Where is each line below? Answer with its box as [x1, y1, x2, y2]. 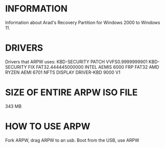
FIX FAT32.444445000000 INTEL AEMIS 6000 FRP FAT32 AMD [28, 64, 160, 70]
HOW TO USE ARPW [5, 121, 91, 132]
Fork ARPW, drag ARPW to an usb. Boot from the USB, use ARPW [5, 137, 140, 143]
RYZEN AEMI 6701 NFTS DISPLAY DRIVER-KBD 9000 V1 [5, 69, 121, 75]
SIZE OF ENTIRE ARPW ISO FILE [5, 87, 138, 98]
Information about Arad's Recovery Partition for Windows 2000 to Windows [5, 19, 161, 25]
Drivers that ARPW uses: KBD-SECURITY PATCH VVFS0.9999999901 [5, 58, 148, 65]
